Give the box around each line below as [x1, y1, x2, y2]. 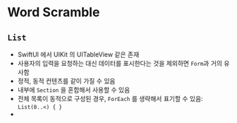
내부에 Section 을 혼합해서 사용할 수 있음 [17, 86, 130, 94]
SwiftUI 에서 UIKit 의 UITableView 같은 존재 [17, 50, 140, 59]
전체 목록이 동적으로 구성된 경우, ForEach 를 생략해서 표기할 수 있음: [17, 95, 203, 102]
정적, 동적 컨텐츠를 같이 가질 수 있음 [17, 77, 116, 85]
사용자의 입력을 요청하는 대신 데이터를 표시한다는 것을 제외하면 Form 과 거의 [17, 59, 223, 67]
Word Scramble [7, 4, 100, 20]
